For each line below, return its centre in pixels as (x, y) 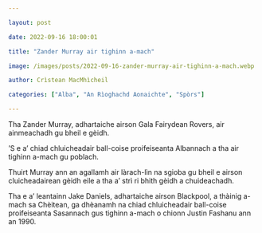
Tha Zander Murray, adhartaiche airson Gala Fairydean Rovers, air (116, 124)
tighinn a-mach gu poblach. (54, 157)
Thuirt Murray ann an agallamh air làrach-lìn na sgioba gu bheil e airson (125, 172)
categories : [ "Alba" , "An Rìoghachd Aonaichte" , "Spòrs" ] (106, 95)
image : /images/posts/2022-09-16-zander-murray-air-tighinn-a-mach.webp (131, 66)
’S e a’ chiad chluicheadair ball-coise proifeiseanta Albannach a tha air (123, 148)
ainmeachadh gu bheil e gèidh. (59, 133)
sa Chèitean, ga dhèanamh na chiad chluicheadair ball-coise (127, 205)
